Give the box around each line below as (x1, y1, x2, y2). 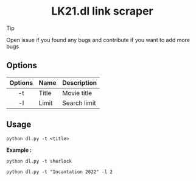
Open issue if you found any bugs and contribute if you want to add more (6, 36, 191, 43)
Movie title (61, 88, 93, 97)
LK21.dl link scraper (51, 4, 153, 18)
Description (61, 78, 97, 87)
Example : (6, 146, 32, 154)
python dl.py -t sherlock (6, 158, 72, 164)
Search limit (61, 99, 96, 107)
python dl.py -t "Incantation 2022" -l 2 (6, 169, 113, 175)
